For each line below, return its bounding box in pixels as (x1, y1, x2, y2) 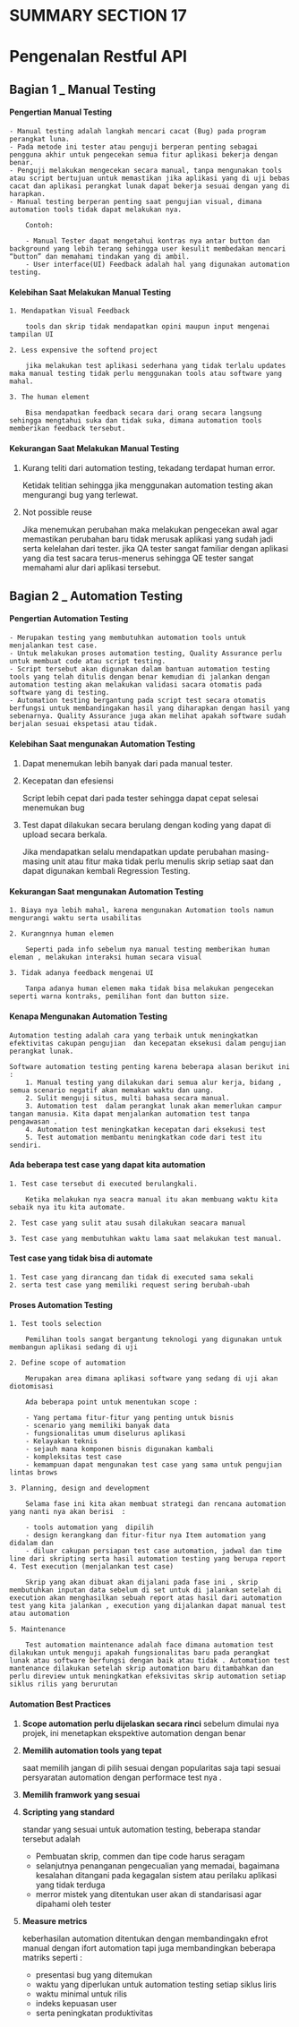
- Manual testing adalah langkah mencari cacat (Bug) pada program (9, 126, 267, 135)
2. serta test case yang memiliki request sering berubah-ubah (9, 1280, 251, 1289)
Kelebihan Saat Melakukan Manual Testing (9, 287, 172, 297)
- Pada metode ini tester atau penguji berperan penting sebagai (9, 142, 258, 151)
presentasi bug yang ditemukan (35, 1970, 153, 1980)
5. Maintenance (9, 1625, 66, 1634)
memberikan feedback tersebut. (9, 424, 126, 433)
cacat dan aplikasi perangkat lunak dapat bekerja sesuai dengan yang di (9, 181, 291, 191)
